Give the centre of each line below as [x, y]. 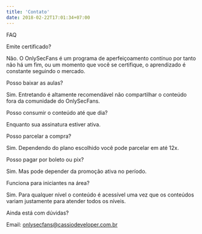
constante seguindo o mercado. [46, 71]
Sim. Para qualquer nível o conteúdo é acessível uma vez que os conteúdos [100, 195]
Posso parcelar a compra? [39, 136]
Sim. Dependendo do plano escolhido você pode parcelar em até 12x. [93, 148]
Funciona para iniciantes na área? [48, 183]
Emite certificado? [29, 47]
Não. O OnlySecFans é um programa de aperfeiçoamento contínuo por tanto [101, 58]
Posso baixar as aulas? [35, 83]
